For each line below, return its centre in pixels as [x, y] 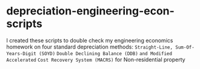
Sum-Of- [185, 47]
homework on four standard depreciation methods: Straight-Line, [90, 47]
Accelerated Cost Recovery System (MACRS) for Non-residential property [96, 59]
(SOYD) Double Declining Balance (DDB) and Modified [105, 53]
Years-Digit [21, 53]
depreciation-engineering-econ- [90, 11]
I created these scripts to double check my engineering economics [90, 40]
